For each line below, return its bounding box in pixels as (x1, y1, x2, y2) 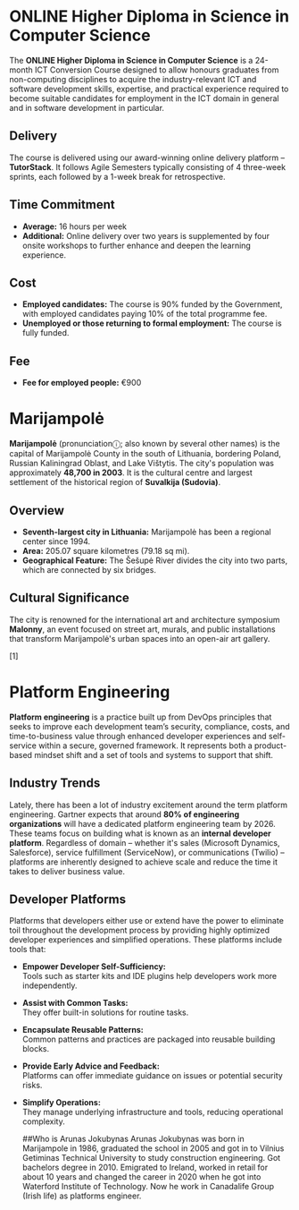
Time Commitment (9, 197, 115, 212)
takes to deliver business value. (9, 865, 125, 876)
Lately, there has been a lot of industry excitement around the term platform (9, 799, 288, 810)
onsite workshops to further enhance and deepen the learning (21, 240, 252, 251)
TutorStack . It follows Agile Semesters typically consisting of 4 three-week (9, 161, 287, 172)
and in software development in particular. (9, 102, 165, 113)
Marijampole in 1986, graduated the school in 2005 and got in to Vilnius (21, 1143, 285, 1154)
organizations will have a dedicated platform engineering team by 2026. (9, 818, 276, 829)
